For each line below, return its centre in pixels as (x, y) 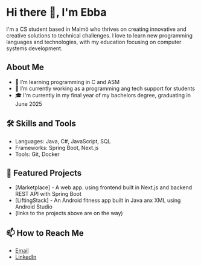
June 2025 (28, 104)
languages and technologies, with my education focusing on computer (94, 42)
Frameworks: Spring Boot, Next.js (57, 148)
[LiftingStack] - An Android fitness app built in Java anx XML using (98, 200)
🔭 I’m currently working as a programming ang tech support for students (105, 88)
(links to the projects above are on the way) (69, 213)
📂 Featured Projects (44, 173)
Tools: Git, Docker (37, 154)
